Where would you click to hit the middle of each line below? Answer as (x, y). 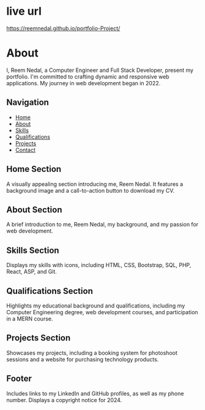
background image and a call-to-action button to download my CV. (91, 190)
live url (24, 11)
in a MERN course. (30, 319)
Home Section (34, 169)
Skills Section (33, 250)
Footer (19, 379)
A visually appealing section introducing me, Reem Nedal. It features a (95, 184)
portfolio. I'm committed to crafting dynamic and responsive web (88, 76)
